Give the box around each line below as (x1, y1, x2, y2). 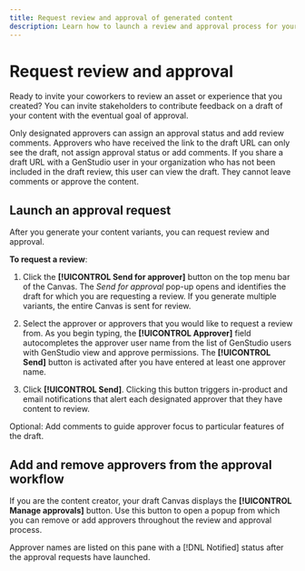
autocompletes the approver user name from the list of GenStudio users (22, 337, 292, 348)
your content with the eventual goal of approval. (9, 110, 189, 121)
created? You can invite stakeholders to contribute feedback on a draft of (9, 101, 283, 112)
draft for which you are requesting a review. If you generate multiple (22, 291, 277, 302)
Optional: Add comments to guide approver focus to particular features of (9, 421, 285, 432)
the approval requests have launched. (9, 552, 151, 563)
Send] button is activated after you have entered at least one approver (22, 356, 286, 368)
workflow (9, 471, 64, 486)
